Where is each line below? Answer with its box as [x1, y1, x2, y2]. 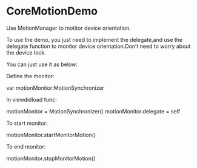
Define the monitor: [6, 72, 55, 79]
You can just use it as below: [6, 61, 78, 68]
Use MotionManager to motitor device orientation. [6, 24, 132, 32]
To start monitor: [6, 119, 48, 127]
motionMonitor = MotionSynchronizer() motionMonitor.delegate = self [6, 107, 181, 115]
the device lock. [6, 49, 47, 56]
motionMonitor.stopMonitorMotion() [6, 155, 96, 162]
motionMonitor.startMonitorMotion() [6, 131, 96, 138]
